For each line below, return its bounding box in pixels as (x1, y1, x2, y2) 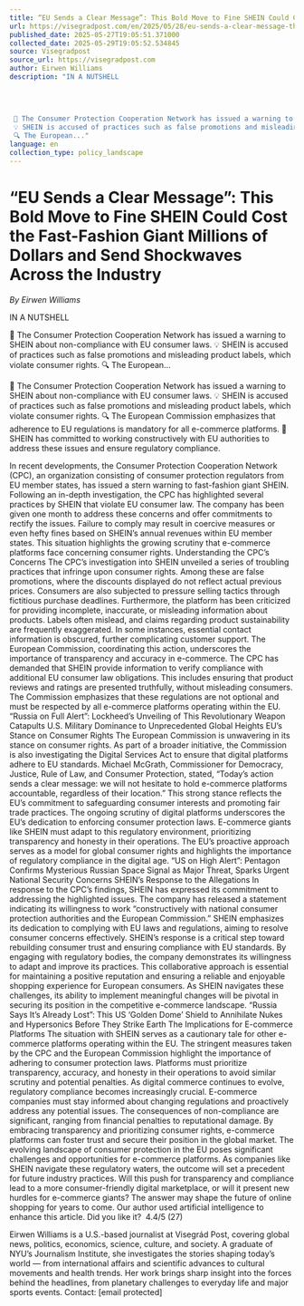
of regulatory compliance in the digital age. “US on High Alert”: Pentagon (9, 855, 280, 866)
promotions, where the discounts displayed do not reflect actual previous (9, 576, 282, 586)
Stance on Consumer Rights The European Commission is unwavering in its (9, 730, 291, 740)
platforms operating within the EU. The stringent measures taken (51, 1038, 292, 1049)
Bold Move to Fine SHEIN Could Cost (9, 206, 288, 227)
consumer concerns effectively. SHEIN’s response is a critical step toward (9, 932, 285, 943)
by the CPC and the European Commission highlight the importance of (9, 1048, 271, 1059)
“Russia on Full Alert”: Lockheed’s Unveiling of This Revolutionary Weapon (9, 711, 286, 721)
